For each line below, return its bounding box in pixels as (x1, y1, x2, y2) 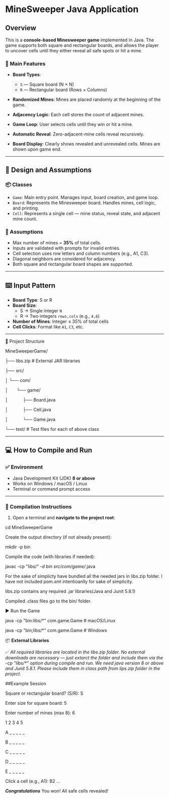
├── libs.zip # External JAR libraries (5, 358, 80, 364)
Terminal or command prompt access (12, 486, 91, 492)
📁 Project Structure (5, 339, 45, 345)
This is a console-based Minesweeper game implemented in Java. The (5, 37, 154, 43)
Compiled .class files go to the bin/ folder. (5, 598, 92, 604)
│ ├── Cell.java (5, 407, 51, 413)
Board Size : (12, 302, 37, 308)
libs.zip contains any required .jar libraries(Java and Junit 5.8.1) (5, 588, 136, 594)
